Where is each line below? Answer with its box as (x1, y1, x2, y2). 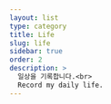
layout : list (9, 13, 59, 23)
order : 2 (9, 55, 43, 64)
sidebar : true (9, 47, 64, 56)
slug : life (9, 38, 51, 48)
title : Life (9, 30, 55, 39)
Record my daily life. (17, 80, 104, 90)
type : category (9, 22, 67, 31)
